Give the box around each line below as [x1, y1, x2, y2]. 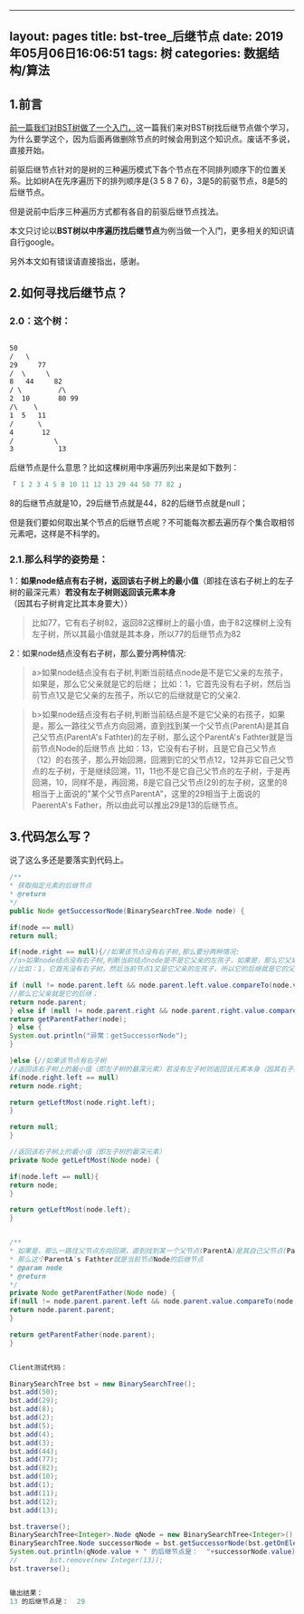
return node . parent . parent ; [9, 1306, 116, 1315]
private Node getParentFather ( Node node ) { [9, 1289, 176, 1298]
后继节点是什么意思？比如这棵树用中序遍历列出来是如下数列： [9, 462, 240, 473]
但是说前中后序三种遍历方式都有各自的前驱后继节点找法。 [9, 206, 223, 217]
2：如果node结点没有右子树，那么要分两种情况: [9, 648, 186, 659]
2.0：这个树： [9, 314, 71, 327]
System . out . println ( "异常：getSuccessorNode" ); [9, 1031, 188, 1040]
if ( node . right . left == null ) [9, 1073, 119, 1082]
